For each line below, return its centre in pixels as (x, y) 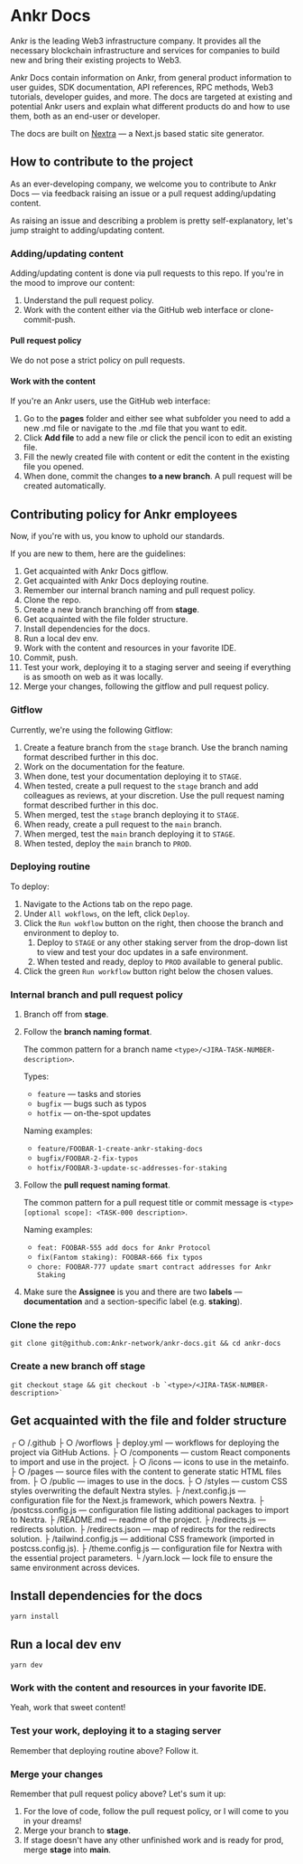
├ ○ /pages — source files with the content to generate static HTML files (146, 1471)
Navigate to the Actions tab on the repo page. (108, 904)
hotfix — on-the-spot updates (94, 1113)
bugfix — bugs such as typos (92, 1103)
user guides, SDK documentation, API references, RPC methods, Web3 (142, 87)
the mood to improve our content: (73, 283)
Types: (36, 1076)
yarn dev (27, 1665)
